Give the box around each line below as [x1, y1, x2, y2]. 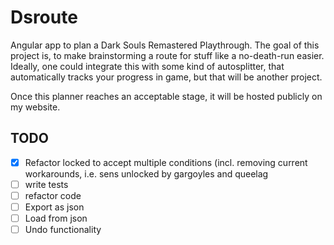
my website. [10, 101, 61, 113]
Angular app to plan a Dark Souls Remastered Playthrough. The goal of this [10, 39, 320, 51]
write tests [24, 178, 69, 190]
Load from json [24, 212, 88, 224]
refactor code [24, 189, 82, 201]
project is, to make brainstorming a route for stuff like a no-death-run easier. [10, 49, 325, 61]
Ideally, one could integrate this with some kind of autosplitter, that [10, 60, 285, 72]
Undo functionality [24, 224, 102, 236]
